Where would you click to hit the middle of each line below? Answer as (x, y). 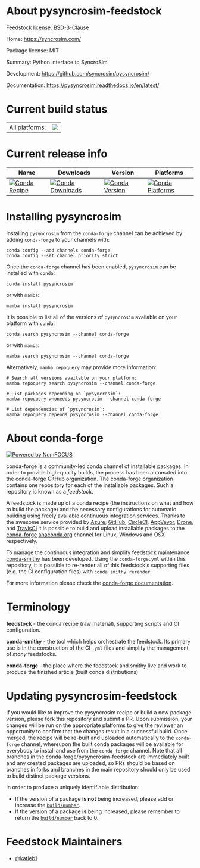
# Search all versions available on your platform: (71, 378)
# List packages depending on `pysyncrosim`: (63, 394)
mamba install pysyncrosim (40, 306)
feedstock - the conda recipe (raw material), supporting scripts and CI (93, 623)
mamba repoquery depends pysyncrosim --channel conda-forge (82, 414)
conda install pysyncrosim (40, 284)
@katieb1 (26, 858)
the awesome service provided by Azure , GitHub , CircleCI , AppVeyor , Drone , (100, 522)
